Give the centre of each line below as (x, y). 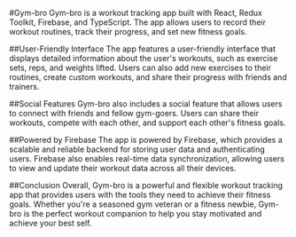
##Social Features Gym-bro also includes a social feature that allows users (146, 104)
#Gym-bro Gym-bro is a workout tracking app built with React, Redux (136, 13)
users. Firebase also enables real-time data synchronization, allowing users (147, 158)
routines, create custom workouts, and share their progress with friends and (148, 77)
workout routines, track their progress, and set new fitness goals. (128, 32)
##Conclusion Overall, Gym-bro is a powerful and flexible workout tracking (146, 185)
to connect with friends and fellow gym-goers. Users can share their (134, 113)
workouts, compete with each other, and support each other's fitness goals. (148, 122)
